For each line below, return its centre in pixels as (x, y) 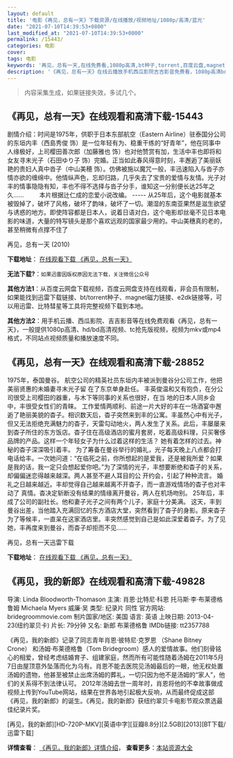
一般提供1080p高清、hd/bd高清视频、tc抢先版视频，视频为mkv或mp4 (121, 330)
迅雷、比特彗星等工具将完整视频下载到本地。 (83, 306)
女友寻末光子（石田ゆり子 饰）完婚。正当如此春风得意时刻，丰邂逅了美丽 (111, 160)
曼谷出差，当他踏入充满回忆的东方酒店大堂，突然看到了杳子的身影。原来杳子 (116, 510)
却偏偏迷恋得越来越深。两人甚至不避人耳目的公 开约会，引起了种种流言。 (111, 475)
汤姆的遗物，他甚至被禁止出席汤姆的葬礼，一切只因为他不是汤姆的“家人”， (113, 675)
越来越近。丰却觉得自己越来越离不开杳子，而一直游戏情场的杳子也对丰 (126, 485)
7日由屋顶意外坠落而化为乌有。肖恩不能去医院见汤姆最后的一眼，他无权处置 (115, 666)
